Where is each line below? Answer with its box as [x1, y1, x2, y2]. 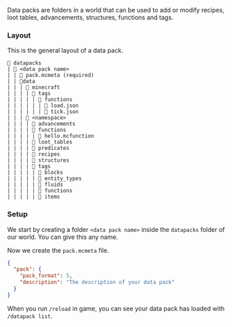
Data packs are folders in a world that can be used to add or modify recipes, [7, 6, 225, 14]
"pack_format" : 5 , [19, 272, 73, 280]
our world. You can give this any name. [7, 233, 118, 241]
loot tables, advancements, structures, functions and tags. [7, 13, 174, 22]
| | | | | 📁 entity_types [7, 175, 82, 183]
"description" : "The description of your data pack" [19, 279, 175, 286]
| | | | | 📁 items [7, 194, 60, 201]
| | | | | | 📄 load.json [7, 102, 79, 110]
